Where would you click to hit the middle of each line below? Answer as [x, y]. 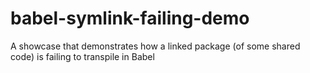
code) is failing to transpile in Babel [82, 56]
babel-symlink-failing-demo [130, 18]
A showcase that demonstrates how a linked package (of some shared [155, 46]
